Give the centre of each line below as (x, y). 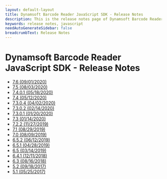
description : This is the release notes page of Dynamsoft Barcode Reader (84, 19)
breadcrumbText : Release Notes (38, 33)
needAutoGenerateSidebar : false (39, 28)
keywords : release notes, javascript (44, 24)
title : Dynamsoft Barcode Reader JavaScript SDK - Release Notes (74, 14)
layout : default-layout (30, 10)
